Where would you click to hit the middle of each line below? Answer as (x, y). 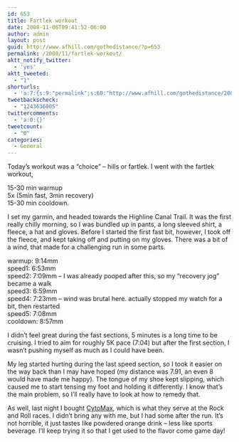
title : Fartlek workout (43, 21)
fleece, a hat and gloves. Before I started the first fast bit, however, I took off (119, 232)
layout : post (27, 41)
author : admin (28, 34)
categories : (25, 140)
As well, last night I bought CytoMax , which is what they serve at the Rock (116, 408)
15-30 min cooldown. (38, 203)
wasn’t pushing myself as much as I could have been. (86, 350)
